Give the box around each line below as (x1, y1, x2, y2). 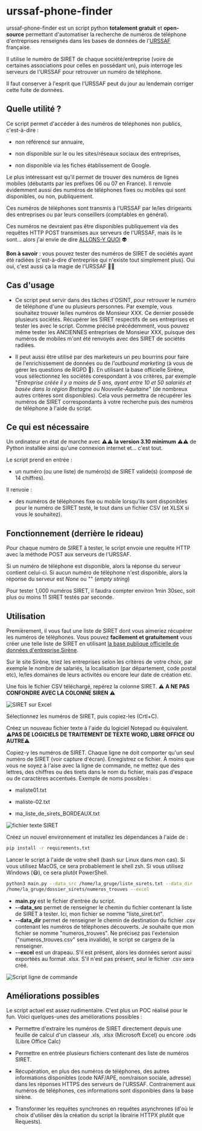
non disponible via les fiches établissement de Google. (14, 162, 151, 169)
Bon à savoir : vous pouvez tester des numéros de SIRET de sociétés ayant (6, 249, 193, 257)
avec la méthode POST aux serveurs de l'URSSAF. (6, 551, 131, 558)
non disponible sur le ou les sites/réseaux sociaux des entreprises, (14, 150, 181, 157)
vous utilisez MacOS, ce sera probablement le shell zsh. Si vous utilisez (6, 862, 184, 869)
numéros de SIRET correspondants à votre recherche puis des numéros (14, 398, 194, 405)
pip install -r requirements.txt (6, 845, 90, 851)
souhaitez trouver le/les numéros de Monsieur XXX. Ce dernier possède (14, 309, 194, 316)
